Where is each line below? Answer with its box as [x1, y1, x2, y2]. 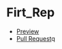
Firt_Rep [6, 5, 55, 20]
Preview [16, 27, 40, 35]
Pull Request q [16, 34, 56, 42]
